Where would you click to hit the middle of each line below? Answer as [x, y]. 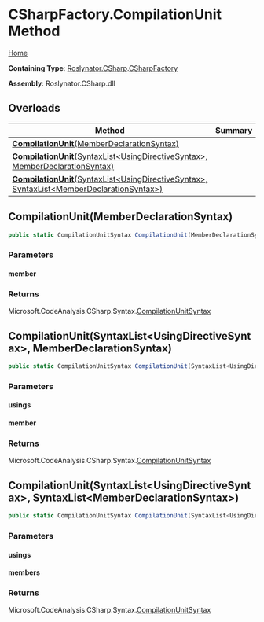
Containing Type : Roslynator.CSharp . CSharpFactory [93, 68]
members [24, 572]
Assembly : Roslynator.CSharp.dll [62, 83]
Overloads [34, 108]
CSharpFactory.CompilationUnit [115, 15]
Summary [234, 130]
